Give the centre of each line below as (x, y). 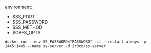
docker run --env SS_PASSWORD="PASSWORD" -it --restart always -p (75, 42)
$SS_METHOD (27, 27)
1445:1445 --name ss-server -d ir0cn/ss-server (56, 46)
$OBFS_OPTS (26, 32)
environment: (19, 7)
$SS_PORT (24, 17)
